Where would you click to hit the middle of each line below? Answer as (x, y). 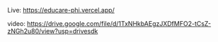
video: (17, 23)
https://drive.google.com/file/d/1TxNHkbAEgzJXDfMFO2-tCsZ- (119, 23)
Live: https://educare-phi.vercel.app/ (61, 10)
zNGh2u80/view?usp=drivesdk (53, 31)
